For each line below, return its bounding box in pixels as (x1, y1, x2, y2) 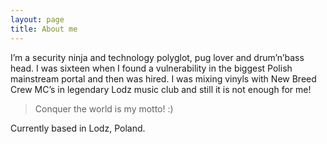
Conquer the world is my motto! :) (34, 102, 174, 115)
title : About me (10, 24, 78, 34)
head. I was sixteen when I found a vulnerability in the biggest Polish (10, 62, 293, 74)
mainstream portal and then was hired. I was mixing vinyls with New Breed (10, 72, 317, 85)
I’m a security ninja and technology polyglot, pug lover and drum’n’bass (10, 51, 305, 63)
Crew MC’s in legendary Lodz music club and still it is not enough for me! (10, 83, 312, 95)
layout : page (10, 14, 65, 25)
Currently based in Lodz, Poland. (10, 122, 146, 134)
